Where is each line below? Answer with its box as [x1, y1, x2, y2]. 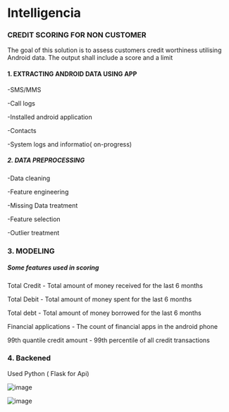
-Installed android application [7, 113, 93, 121]
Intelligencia [7, 5, 81, 21]
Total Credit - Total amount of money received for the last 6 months [7, 281, 203, 289]
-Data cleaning [7, 174, 51, 182]
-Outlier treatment [7, 228, 60, 237]
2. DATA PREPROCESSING [7, 156, 85, 165]
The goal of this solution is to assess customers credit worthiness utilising [7, 46, 222, 54]
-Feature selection [7, 215, 61, 223]
